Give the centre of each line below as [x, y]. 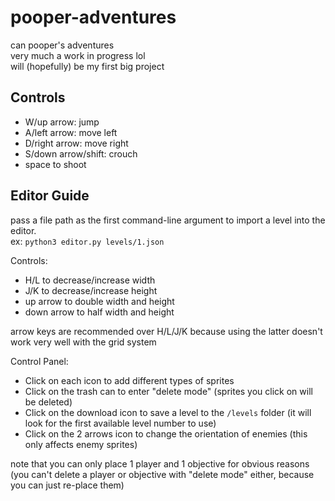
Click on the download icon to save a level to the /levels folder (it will [168, 412]
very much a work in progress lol [78, 55]
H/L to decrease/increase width [90, 280]
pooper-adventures [93, 17]
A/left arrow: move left [71, 132]
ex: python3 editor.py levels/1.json [87, 241]
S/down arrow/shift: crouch [81, 153]
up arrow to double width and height [99, 301]
